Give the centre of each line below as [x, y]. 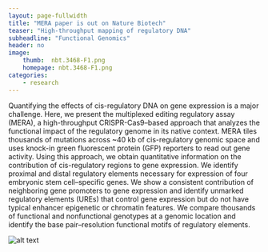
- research [41, 82]
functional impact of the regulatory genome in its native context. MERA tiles [133, 131]
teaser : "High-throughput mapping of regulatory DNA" [100, 30]
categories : [28, 75]
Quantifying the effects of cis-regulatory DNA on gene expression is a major [134, 106]
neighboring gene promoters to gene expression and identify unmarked [126, 190]
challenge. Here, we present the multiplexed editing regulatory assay [122, 114]
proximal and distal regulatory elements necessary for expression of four [128, 174]
